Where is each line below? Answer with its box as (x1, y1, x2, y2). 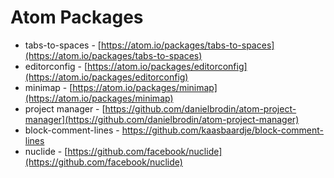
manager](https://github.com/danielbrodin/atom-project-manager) (24, 113, 300, 125)
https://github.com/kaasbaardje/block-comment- (121, 124, 324, 136)
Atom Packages (10, 6, 144, 29)
